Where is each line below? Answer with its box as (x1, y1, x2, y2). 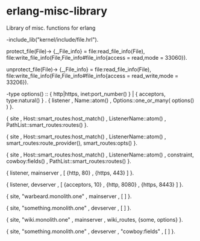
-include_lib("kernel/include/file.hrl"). (6, 36, 99, 43)
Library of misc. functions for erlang (6, 24, 96, 31)
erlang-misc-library (6, 4, 107, 18)
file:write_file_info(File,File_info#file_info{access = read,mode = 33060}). (6, 54, 188, 61)
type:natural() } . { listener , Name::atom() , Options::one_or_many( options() (6, 97, 195, 104)
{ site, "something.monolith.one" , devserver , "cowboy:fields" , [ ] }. (6, 228, 176, 235)
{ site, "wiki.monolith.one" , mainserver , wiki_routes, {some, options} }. (6, 216, 184, 223)
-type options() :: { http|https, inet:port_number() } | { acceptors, (6, 90, 166, 97)
